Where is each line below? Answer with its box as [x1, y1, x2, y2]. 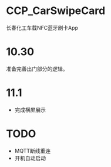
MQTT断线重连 [14, 147, 51, 154]
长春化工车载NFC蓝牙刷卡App [6, 24, 78, 31]
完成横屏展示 [14, 106, 46, 113]
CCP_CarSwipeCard [6, 4, 106, 18]
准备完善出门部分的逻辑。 [6, 65, 68, 72]
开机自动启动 [14, 154, 46, 162]
